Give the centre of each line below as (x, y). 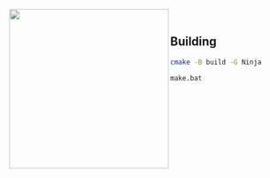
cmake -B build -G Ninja (216, 62)
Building (193, 42)
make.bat (186, 78)
